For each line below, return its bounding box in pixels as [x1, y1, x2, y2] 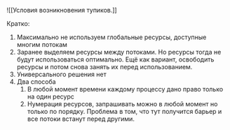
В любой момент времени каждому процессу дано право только [27, 85, 224, 93]
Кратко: [6, 20, 30, 27]
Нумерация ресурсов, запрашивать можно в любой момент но [27, 100, 218, 108]
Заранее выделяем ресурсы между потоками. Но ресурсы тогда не [16, 48, 222, 56]
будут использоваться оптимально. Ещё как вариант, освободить [16, 55, 215, 64]
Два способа [16, 78, 57, 86]
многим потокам [16, 41, 68, 48]
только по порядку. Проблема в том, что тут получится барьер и [27, 108, 222, 115]
